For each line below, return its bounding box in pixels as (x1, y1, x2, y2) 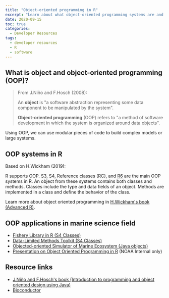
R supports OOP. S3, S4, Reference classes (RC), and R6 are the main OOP (5, 173, 161, 179)
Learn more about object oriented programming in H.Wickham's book (5, 199, 150, 205)
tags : (5, 36, 17, 41)
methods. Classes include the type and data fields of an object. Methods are (5, 184, 164, 190)
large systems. (5, 135, 36, 141)
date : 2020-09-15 (5, 17, 42, 22)
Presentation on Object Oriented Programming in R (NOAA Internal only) (12, 248, 162, 254)
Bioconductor (12, 287, 41, 293)
